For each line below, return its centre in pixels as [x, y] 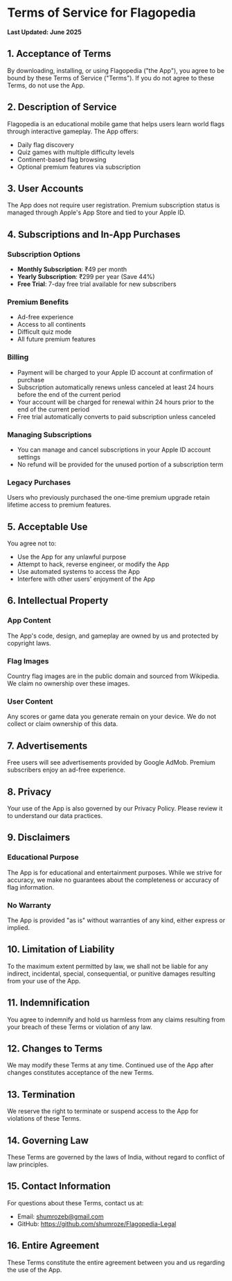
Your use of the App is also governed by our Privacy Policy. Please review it [115, 808]
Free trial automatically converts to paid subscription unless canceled [116, 416]
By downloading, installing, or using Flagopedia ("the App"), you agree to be [116, 70]
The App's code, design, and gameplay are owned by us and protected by [113, 636]
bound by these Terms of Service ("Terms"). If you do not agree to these [111, 78]
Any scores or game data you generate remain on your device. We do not [112, 717]
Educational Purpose [43, 857]
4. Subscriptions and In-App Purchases [94, 234]
